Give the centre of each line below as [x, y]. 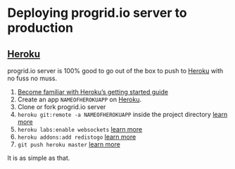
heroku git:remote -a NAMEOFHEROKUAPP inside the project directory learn [122, 114]
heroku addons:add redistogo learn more [77, 137]
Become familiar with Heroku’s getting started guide [93, 92]
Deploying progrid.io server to [97, 13]
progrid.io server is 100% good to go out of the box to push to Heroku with [115, 71]
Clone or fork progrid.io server [62, 107]
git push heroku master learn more [69, 144]
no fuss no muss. [32, 78]
